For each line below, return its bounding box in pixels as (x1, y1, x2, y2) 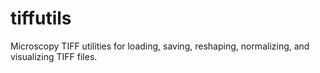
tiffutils (10, 7, 72, 30)
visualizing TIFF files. (10, 50, 98, 62)
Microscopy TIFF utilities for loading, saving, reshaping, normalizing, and (10, 40, 310, 52)
